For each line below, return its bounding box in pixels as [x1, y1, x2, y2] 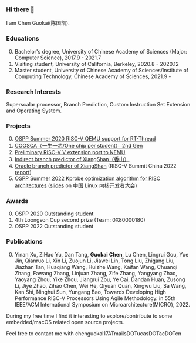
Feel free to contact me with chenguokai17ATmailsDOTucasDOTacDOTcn [6, 329, 182, 337]
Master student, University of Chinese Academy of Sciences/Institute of [14, 66, 189, 74]
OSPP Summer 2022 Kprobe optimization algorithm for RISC [14, 175, 161, 182]
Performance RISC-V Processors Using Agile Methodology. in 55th [14, 294, 176, 302]
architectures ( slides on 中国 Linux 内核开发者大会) [14, 182, 137, 189]
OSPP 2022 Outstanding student [14, 223, 94, 230]
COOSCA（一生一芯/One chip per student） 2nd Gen [14, 142, 143, 149]
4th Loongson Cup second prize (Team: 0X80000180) [14, 217, 146, 224]
